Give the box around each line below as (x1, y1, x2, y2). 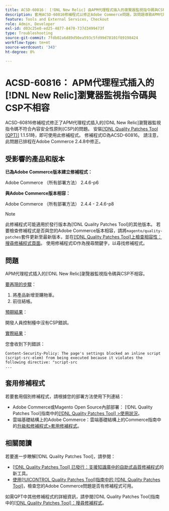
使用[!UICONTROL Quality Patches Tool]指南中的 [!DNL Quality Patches (12, 476, 160, 482)
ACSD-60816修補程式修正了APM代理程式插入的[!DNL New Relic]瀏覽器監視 (5, 120, 161, 126)
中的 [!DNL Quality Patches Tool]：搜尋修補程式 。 (5, 499, 107, 505)
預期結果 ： (5, 309, 28, 315)
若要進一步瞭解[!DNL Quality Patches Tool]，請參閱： (5, 453, 116, 459)
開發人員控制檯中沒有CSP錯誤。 (5, 320, 72, 326)
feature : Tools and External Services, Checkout (5, 17, 109, 22)
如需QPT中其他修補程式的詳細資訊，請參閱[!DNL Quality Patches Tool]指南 (5, 493, 160, 499)
